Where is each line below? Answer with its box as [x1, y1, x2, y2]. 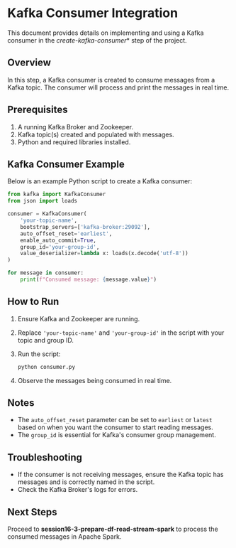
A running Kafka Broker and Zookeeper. [17, 122, 134, 131]
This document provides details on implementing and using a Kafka [7, 28, 204, 37]
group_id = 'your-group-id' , [20, 243, 100, 250]
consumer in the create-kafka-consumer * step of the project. [7, 36, 187, 44]
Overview [7, 57, 52, 69]
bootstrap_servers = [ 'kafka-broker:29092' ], [20, 223, 151, 230]
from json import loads [7, 198, 78, 205]
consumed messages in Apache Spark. [7, 532, 122, 541]
